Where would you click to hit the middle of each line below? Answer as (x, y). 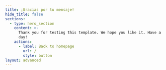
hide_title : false (24, 14)
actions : (23, 42)
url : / (30, 51)
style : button (38, 55)
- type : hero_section (32, 23)
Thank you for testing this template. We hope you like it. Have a (90, 33)
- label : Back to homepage (46, 46)
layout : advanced (23, 60)
